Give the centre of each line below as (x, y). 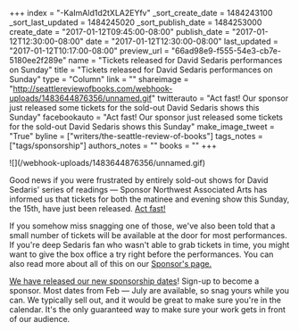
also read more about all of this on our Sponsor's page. (111, 264)
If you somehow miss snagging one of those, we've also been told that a (142, 226)
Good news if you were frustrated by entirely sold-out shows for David (139, 180)
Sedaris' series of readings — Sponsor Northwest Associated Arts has (138, 190)
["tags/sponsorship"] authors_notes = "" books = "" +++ (113, 145)
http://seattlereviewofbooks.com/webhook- (93, 89)
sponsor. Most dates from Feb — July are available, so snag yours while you (149, 290)
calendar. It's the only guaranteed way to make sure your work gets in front (147, 310)
